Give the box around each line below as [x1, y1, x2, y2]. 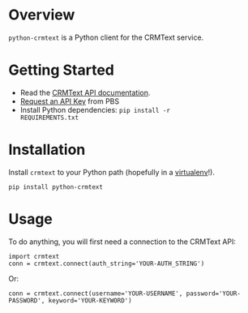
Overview [8, 6, 75, 24]
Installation [8, 140, 86, 159]
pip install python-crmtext [8, 182, 104, 191]
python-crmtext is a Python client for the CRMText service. [8, 32, 204, 42]
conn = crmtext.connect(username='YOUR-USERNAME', [8, 289, 183, 298]
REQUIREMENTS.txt [19, 114, 79, 122]
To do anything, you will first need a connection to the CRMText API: [8, 237, 237, 247]
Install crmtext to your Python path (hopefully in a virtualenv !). [8, 167, 215, 177]
